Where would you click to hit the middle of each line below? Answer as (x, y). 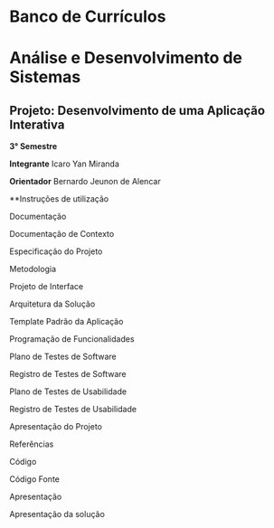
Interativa (37, 124)
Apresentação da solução (57, 514)
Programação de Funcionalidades (72, 339)
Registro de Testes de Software (68, 374)
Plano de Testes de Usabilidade (68, 391)
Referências (32, 444)
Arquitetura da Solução (52, 304)
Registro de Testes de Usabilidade (73, 410)
